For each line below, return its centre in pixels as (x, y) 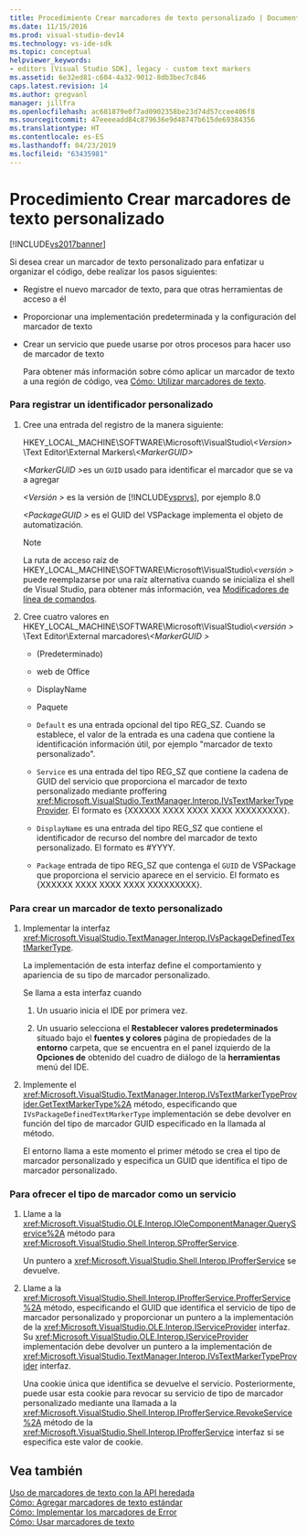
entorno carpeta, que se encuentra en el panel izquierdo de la (153, 1048)
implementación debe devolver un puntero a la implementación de (147, 1347)
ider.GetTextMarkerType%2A (77, 1104)
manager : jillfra (42, 103)
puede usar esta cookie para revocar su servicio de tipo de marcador (153, 1393)
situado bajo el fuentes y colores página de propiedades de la (153, 1038)
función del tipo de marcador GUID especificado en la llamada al (144, 1124)
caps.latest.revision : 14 (58, 86)
